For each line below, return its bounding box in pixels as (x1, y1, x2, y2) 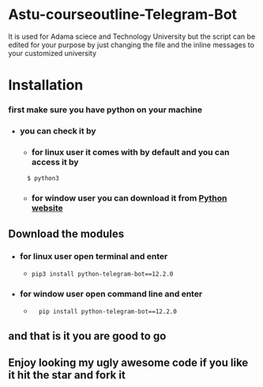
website (31, 203, 63, 214)
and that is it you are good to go (8, 329, 167, 343)
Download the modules (8, 227, 125, 240)
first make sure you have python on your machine (8, 104, 203, 115)
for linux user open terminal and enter (19, 250, 168, 261)
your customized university (8, 48, 97, 58)
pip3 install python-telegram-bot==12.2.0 (31, 270, 174, 278)
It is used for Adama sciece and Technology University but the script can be (8, 32, 256, 41)
